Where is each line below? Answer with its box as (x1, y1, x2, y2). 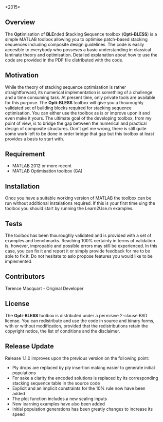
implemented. (5, 258, 33, 265)
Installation (5, 182, 40, 191)
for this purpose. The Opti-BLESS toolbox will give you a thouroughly (5, 99, 144, 105)
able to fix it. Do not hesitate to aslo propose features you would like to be (5, 253, 153, 259)
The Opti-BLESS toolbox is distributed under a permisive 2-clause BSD (5, 312, 147, 318)
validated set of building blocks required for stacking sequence (5, 105, 132, 111)
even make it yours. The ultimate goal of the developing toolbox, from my (5, 115, 152, 121)
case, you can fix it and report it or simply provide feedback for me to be (5, 248, 150, 254)
